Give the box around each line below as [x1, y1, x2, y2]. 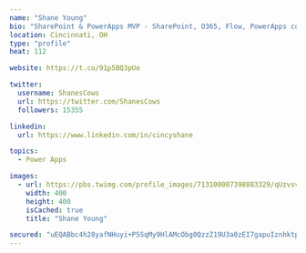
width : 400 [25, 188, 67, 197]
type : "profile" [9, 38, 71, 48]
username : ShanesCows [17, 88, 100, 97]
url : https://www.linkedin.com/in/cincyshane [17, 130, 194, 139]
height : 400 [25, 197, 71, 206]
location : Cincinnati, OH [9, 30, 107, 39]
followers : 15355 [17, 106, 84, 115]
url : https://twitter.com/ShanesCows [17, 96, 161, 106]
